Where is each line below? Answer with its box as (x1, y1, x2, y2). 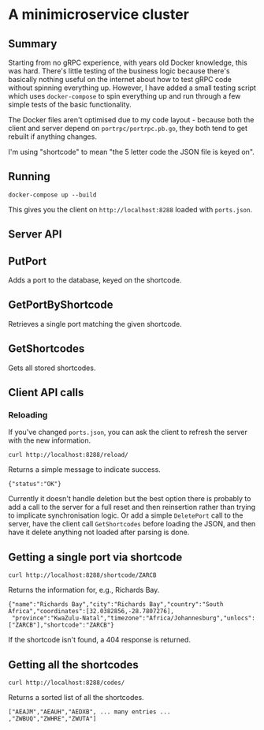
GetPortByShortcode (8, 298, 113, 312)
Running (8, 170, 51, 183)
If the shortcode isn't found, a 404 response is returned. (8, 635, 191, 645)
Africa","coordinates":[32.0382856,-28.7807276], (8, 608, 175, 616)
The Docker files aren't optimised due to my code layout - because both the (8, 115, 255, 124)
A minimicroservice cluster (8, 6, 189, 24)
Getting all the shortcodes (8, 657, 139, 672)
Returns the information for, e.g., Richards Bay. (8, 586, 160, 595)
